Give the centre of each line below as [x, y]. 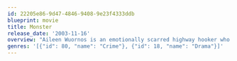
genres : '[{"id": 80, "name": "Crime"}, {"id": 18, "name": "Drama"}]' [115, 46]
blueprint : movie [33, 20]
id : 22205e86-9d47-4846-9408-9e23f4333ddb [71, 14]
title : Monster [30, 27]
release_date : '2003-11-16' [49, 33]
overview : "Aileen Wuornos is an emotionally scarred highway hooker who [119, 40]
